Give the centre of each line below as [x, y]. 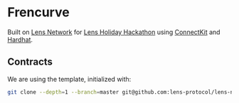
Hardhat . [20, 39]
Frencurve [38, 12]
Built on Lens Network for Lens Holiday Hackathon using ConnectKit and [114, 32]
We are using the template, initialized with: [69, 79]
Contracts [30, 62]
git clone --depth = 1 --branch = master [63, 92]
